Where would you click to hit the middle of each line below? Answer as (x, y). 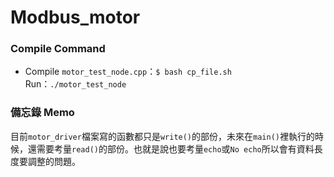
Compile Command (58, 49)
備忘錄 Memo (42, 113)
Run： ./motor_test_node (75, 84)
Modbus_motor (75, 17)
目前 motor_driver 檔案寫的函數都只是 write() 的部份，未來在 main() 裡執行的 (162, 136)
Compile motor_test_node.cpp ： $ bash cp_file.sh (128, 72)
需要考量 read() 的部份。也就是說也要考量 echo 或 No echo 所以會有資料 (175, 148)
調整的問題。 (54, 161)
